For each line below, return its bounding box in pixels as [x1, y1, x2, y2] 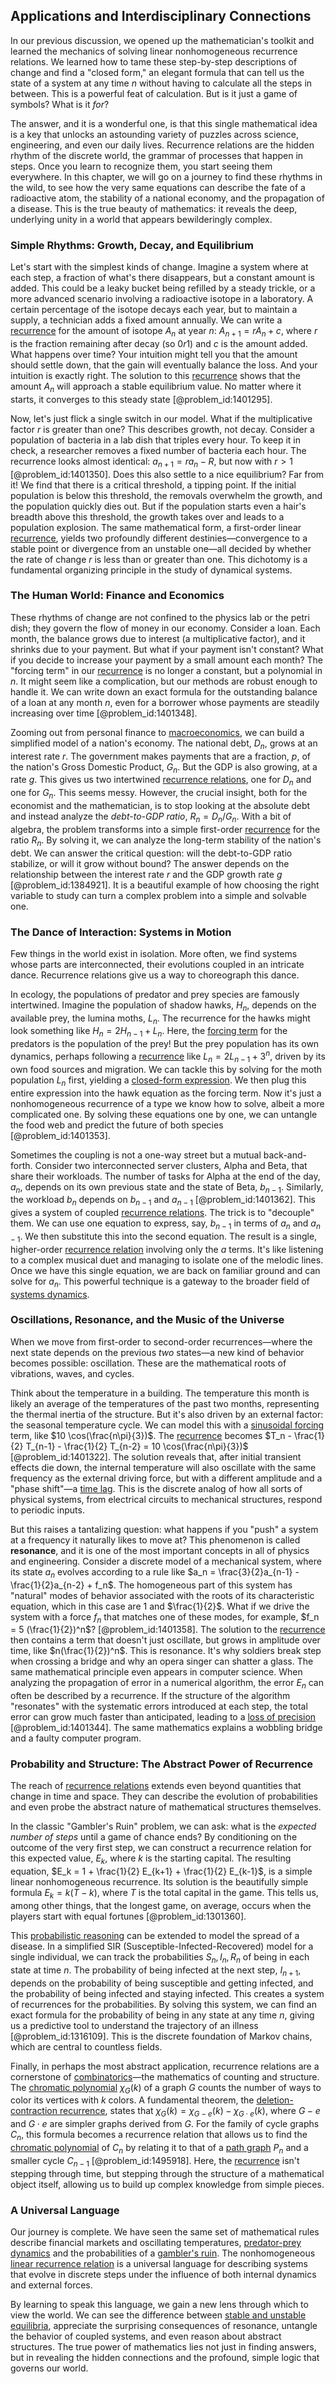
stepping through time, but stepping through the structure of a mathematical [10, 2167, 325, 2179]
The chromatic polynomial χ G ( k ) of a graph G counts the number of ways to [10, 2081, 322, 2096]
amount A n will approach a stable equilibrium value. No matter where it [10, 380, 302, 394]
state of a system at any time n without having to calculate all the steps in [10, 77, 313, 89]
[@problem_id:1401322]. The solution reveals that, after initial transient [10, 1450, 302, 1463]
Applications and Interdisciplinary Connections [10, 8, 312, 25]
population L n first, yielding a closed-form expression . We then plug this [10, 1074, 307, 1088]
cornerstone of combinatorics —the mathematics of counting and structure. [10, 2070, 320, 2083]
